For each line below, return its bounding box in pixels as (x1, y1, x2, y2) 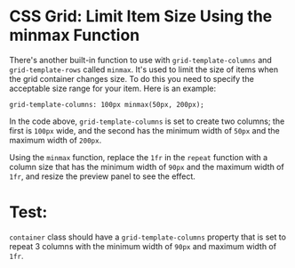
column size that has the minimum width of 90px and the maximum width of (9, 161, 284, 172)
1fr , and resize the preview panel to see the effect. (9, 171, 195, 182)
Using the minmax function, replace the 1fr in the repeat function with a (9, 151, 268, 162)
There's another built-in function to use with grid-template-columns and (9, 54, 273, 65)
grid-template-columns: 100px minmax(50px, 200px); (9, 100, 204, 109)
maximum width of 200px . (9, 134, 102, 145)
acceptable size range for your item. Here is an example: (9, 83, 217, 93)
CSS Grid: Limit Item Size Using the (9, 6, 273, 27)
